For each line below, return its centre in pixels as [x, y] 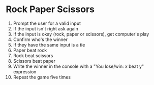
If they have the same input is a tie [49, 45]
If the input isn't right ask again [45, 28]
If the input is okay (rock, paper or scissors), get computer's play [81, 34]
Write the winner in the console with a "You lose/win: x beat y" [79, 66]
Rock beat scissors [33, 55]
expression [25, 71]
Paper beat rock [30, 50]
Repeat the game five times [42, 77]
